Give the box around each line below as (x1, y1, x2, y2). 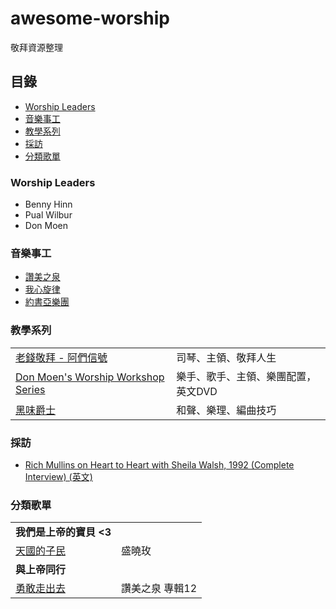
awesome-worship (10, 7, 170, 30)
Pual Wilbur (24, 209, 73, 221)
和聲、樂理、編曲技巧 (176, 403, 277, 417)
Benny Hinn (24, 198, 73, 211)
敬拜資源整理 (10, 41, 63, 53)
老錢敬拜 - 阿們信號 (15, 350, 108, 364)
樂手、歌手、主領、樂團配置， (176, 369, 317, 383)
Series (15, 382, 46, 396)
